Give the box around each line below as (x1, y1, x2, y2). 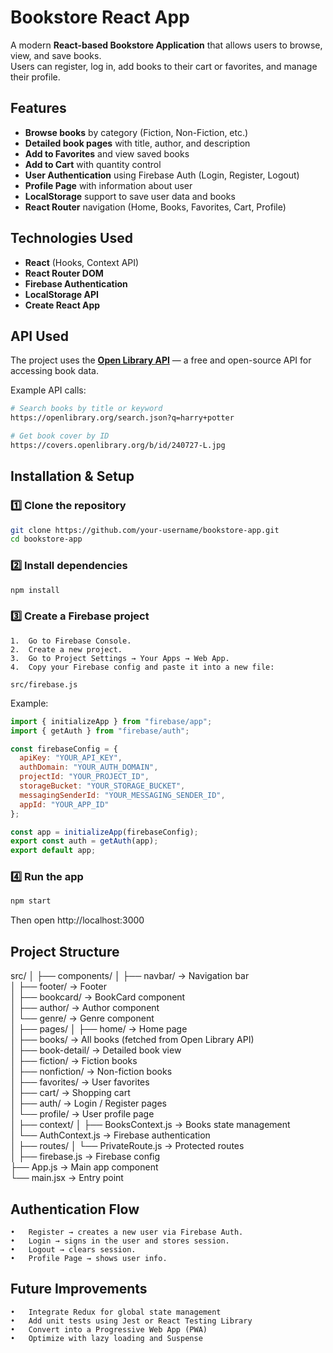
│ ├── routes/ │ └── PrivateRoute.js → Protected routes (10, 1140, 245, 1152)
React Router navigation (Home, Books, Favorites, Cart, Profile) (24, 201, 287, 213)
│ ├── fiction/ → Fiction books (10, 1055, 138, 1067)
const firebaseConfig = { (10, 744, 118, 754)
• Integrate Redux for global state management (10, 1307, 222, 1317)
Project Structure (10, 943, 120, 960)
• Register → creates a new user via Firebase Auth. (10, 1227, 244, 1237)
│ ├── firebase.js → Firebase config (10, 1151, 161, 1163)
